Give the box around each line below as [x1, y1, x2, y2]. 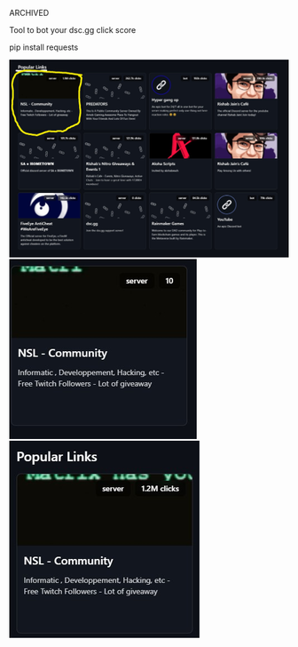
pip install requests [9, 42, 79, 52]
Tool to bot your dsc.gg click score [9, 25, 137, 35]
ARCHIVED [9, 8, 50, 18]
